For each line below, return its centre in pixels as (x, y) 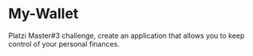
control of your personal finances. (64, 43)
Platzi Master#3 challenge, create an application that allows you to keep (126, 35)
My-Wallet (43, 14)
